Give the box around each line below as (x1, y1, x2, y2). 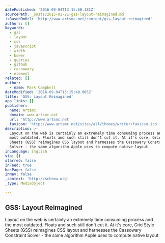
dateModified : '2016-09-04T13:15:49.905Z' (5, 90, 93, 94)
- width (9, 48, 26, 53)
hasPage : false (5, 167, 36, 172)
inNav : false (5, 172, 32, 177)
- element (9, 71, 29, 76)
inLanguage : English (5, 149, 48, 154)
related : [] (5, 76, 29, 81)
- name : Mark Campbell (9, 85, 56, 90)
